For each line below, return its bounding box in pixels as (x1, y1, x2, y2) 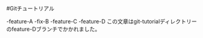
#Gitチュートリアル (6, 5, 55, 12)
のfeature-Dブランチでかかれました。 (6, 26, 101, 32)
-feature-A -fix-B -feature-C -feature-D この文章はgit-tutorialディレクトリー (6, 18, 197, 25)
